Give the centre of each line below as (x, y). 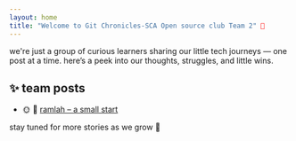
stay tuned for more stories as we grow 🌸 (85, 127)
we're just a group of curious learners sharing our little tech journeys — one (148, 51)
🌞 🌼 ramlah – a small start (70, 110)
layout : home (33, 17)
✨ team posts (47, 88)
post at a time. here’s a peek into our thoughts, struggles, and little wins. (141, 60)
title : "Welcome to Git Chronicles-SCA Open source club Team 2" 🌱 (137, 26)
